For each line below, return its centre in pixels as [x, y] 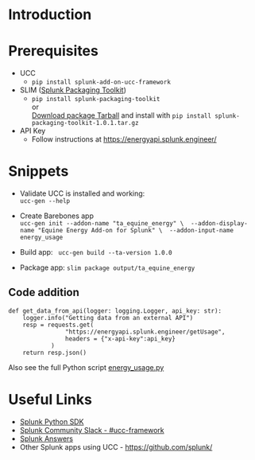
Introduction [50, 15]
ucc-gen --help [45, 201]
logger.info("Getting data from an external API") [108, 318]
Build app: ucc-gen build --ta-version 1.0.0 [96, 252]
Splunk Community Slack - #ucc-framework [92, 430]
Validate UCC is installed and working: [82, 193]
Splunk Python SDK [52, 421]
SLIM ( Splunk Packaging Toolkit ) [73, 90]
